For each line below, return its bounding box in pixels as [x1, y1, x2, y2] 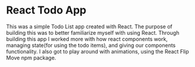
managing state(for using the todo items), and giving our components [6, 42, 176, 49]
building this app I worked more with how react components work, [6, 35, 168, 42]
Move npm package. [6, 54, 56, 61]
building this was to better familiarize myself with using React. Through [6, 29, 180, 36]
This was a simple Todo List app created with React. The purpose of [6, 23, 173, 30]
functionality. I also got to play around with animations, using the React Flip [6, 48, 190, 55]
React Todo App [6, 4, 87, 17]
